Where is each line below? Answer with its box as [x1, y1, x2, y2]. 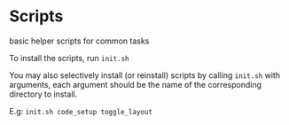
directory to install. [9, 89, 78, 99]
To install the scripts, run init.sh [9, 52, 129, 63]
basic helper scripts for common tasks [9, 35, 150, 46]
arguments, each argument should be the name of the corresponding [9, 79, 262, 90]
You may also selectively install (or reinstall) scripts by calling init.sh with [9, 69, 281, 81]
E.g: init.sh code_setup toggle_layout [9, 105, 153, 116]
